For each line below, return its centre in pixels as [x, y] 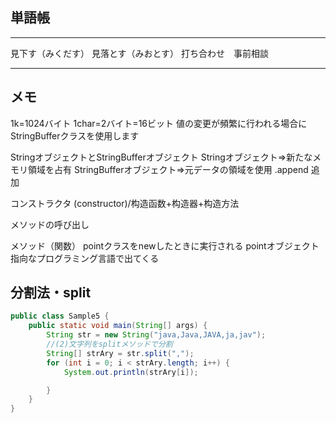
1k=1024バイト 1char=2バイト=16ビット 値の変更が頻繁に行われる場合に [159, 123]
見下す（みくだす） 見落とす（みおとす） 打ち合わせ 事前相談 [140, 53]
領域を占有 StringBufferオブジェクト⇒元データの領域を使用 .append [168, 169]
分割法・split [51, 293]
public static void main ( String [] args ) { [118, 326]
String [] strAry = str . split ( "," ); [120, 353]
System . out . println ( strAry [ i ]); [131, 372]
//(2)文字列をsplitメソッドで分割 [109, 344]
